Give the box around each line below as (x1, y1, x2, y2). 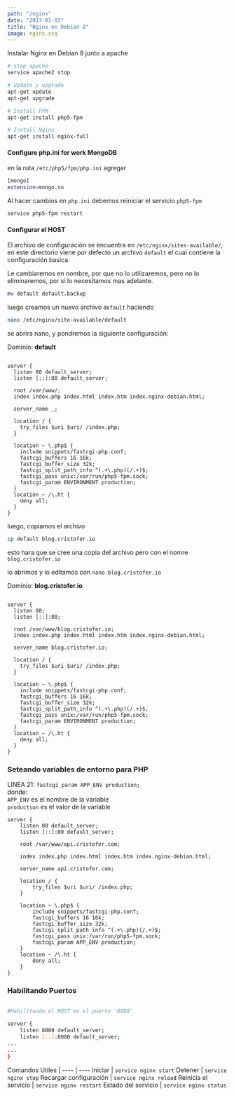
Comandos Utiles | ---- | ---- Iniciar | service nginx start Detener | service (7, 1066, 227, 1074)
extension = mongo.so (7, 184, 64, 191)
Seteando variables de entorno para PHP (7, 765, 149, 774)
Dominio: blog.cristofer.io (7, 581, 83, 589)
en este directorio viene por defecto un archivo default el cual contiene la (7, 248, 221, 256)
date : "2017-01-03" (7, 17, 64, 24)
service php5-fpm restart (7, 210, 83, 217)
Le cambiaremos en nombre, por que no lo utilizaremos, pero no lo (7, 269, 200, 278)
